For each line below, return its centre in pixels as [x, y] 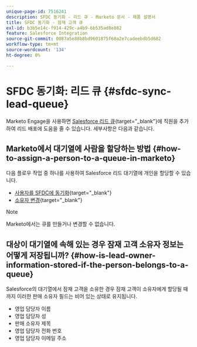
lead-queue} [38, 104]
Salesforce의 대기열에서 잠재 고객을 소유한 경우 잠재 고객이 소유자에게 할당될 [94, 289]
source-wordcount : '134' [36, 50]
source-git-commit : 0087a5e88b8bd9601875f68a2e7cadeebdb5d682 [84, 39]
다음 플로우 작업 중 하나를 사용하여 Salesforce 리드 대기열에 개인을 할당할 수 [93, 173]
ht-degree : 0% [23, 55]
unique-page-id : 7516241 [36, 11]
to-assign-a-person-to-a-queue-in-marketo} [91, 158]
